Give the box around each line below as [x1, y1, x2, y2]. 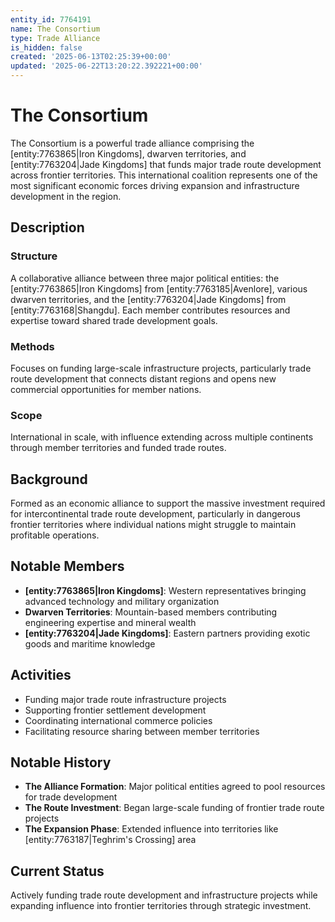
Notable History [10, 754, 112, 771]
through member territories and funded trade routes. [10, 442, 227, 454]
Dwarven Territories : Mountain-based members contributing [24, 606, 278, 618]
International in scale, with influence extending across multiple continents [10, 431, 314, 443]
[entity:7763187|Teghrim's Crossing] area [24, 834, 197, 846]
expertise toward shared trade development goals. [10, 314, 218, 326]
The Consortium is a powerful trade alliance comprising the [10, 137, 255, 149]
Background [10, 471, 88, 488]
